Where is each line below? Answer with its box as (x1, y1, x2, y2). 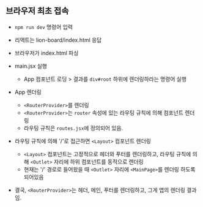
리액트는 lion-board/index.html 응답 (14, 36, 102, 43)
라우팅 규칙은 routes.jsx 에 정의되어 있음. (23, 124, 124, 132)
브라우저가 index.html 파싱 (14, 49, 79, 56)
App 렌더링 (14, 88, 42, 96)
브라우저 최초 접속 (6, 6, 69, 17)
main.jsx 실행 (14, 62, 47, 69)
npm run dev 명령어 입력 (14, 23, 73, 31)
